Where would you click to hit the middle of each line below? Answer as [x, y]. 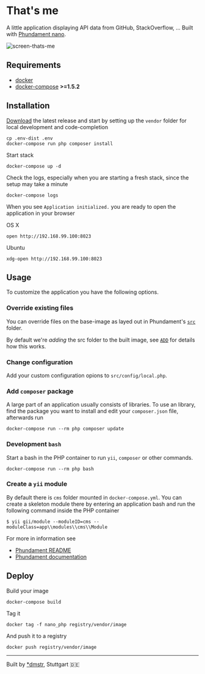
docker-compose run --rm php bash [50, 469]
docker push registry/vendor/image [52, 647]
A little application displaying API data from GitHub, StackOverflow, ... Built [100, 28]
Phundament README [43, 550]
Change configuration [40, 362]
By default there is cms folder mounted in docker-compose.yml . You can [94, 497]
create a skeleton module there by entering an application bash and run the [101, 504]
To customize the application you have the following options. [82, 292]
